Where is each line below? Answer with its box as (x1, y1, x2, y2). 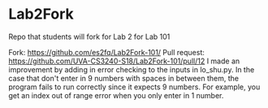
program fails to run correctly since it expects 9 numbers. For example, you (8, 82, 261, 92)
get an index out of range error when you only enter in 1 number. (8, 90, 224, 100)
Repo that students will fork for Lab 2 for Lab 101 (8, 32, 171, 41)
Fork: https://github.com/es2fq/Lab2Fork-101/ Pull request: (8, 47, 205, 57)
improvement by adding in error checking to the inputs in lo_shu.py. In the (8, 64, 255, 74)
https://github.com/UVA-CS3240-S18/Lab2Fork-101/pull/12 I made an (8, 56, 240, 66)
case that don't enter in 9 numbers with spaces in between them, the (8, 73, 240, 83)
